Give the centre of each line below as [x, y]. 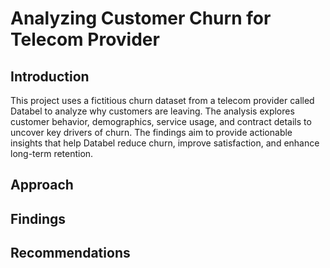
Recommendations [70, 253]
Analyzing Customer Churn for [141, 18]
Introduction [50, 76]
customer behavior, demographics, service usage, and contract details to [161, 121]
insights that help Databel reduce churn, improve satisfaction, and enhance [165, 143]
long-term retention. [52, 153]
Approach [42, 185]
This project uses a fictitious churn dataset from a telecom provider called [162, 100]
